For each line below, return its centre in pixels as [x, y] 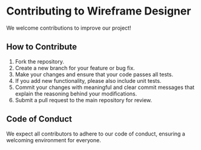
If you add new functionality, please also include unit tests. [88, 80]
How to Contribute [42, 47]
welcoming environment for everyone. [54, 140]
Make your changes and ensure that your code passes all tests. [94, 74]
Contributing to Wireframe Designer [99, 11]
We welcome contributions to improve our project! [69, 28]
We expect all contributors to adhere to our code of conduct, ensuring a [96, 134]
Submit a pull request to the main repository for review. [84, 100]
